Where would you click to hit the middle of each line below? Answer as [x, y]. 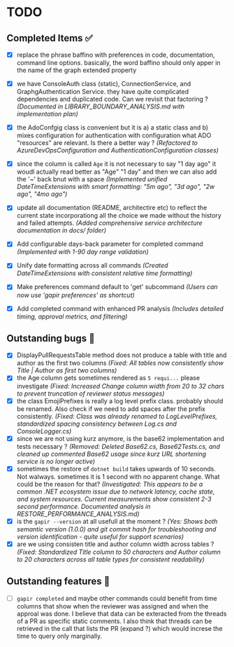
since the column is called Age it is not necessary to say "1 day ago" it [116, 164]
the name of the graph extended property [76, 70]
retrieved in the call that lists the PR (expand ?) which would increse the [119, 628]
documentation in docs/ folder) [61, 230]
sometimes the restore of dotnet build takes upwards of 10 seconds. [116, 468]
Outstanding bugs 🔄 [51, 338]
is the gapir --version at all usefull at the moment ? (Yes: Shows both [117, 521]
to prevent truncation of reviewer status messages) [90, 394]
